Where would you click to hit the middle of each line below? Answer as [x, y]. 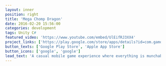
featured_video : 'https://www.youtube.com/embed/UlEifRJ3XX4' [70, 38]
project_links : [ [23, 42]
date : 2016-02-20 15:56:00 [33, 24]
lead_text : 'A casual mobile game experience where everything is [75, 56]
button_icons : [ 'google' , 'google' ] [43, 51]
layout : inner [20, 10]
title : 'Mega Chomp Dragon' [34, 19]
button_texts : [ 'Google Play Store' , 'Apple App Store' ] [65, 47]
